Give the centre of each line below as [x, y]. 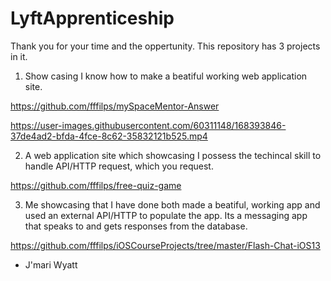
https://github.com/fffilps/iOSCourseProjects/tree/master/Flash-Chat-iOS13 [165, 245]
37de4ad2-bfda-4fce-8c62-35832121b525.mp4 [109, 136]
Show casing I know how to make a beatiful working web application [166, 76]
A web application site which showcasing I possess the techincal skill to [173, 155]
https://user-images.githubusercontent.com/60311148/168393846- [148, 125]
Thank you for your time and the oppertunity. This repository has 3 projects [165, 46]
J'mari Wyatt [51, 264]
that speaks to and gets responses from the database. [136, 226]
